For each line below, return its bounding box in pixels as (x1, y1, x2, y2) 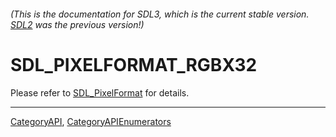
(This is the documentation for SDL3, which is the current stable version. (10, 8, 310, 20)
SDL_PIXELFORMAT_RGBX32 (10, 53, 258, 76)
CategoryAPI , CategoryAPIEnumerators (10, 115, 172, 127)
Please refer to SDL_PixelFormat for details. (10, 86, 190, 99)
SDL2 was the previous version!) (10, 18, 145, 30)
